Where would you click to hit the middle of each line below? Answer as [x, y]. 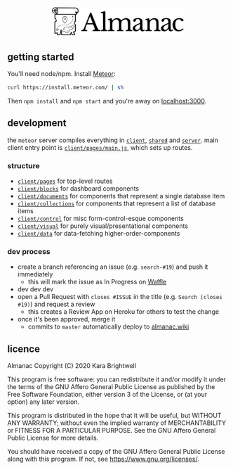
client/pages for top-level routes [65, 181]
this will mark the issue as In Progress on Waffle [97, 282]
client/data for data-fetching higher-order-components [99, 234]
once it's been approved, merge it [66, 319]
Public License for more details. [53, 438]
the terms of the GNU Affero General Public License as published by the [111, 387]
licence [24, 349]
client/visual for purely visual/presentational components [102, 226]
